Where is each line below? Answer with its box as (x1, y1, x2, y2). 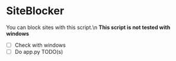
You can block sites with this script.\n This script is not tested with (6, 24, 171, 31)
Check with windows (14, 41, 66, 49)
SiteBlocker (6, 4, 65, 18)
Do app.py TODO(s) (14, 49, 63, 55)
